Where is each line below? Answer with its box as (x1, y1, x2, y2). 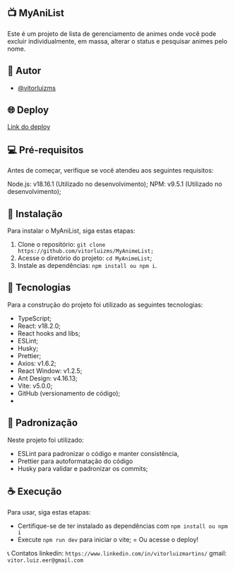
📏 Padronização (7, 417, 78, 429)
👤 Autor (7, 65, 42, 77)
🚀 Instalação (7, 208, 63, 220)
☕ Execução (7, 486, 62, 498)
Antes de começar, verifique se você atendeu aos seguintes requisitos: (7, 166, 214, 175)
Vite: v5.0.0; (17, 381, 53, 390)
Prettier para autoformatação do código (17, 457, 133, 465)
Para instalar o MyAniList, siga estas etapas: (7, 226, 135, 235)
